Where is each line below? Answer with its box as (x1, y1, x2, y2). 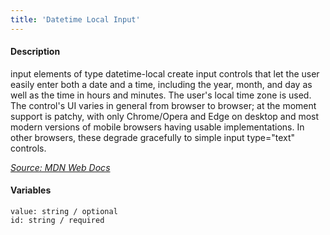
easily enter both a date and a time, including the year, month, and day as (10, 78, 313, 90)
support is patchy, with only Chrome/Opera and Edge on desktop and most (10, 110, 320, 122)
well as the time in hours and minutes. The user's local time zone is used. (10, 89, 312, 101)
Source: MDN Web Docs (10, 161, 111, 173)
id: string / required (10, 216, 105, 226)
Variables (10, 184, 52, 196)
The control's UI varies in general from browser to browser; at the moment (10, 99, 317, 111)
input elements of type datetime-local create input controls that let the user (10, 67, 320, 80)
